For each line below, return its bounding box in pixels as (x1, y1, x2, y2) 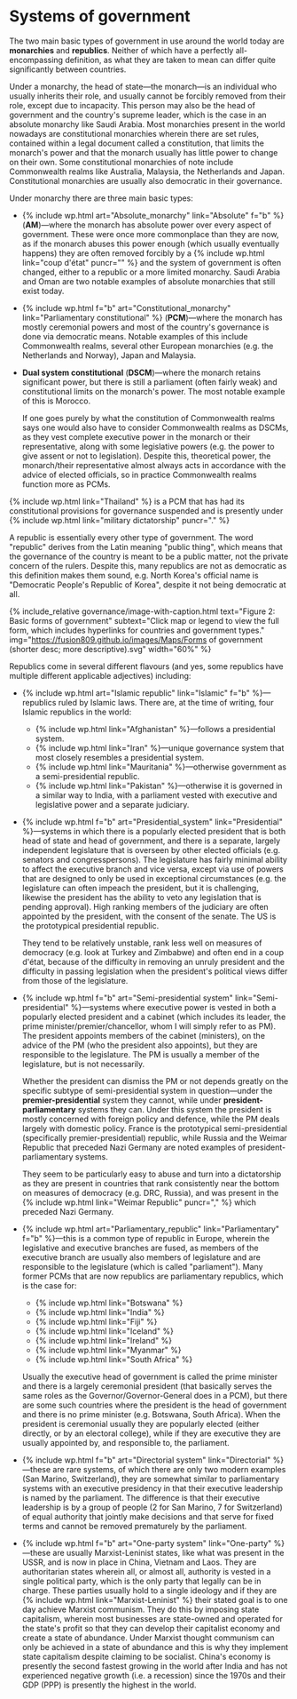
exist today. (21, 285, 65, 296)
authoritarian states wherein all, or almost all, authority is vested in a (21, 1566, 271, 1576)
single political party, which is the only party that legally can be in (21, 1575, 262, 1586)
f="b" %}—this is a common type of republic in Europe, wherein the (21, 1232, 270, 1243)
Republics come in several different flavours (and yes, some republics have (9, 660, 284, 672)
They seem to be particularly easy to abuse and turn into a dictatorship (21, 1169, 282, 1179)
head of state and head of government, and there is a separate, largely (21, 835, 281, 846)
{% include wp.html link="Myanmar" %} (35, 1344, 182, 1355)
